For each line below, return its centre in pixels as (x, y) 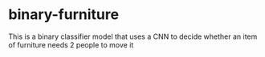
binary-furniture (63, 15)
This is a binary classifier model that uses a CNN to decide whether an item (133, 36)
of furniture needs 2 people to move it (71, 44)
